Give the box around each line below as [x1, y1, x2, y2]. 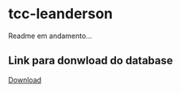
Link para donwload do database [8, 54, 173, 67]
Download [8, 75, 42, 84]
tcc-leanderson [8, 5, 114, 23]
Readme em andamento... [8, 31, 93, 40]
